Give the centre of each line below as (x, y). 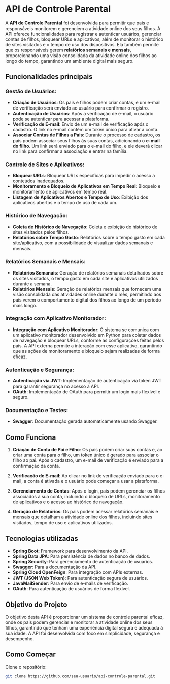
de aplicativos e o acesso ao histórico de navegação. (68, 502)
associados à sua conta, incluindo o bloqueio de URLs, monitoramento (86, 497)
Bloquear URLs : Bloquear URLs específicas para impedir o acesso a (84, 175)
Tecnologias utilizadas (42, 539)
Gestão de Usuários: (31, 91)
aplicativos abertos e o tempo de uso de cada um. (65, 202)
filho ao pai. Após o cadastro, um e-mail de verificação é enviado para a (88, 460)
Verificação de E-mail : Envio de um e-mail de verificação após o (80, 124)
